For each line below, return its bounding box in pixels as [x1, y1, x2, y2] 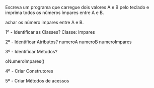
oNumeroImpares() [5, 58, 45, 64]
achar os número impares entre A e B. [5, 20, 84, 25]
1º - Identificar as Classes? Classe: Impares [5, 29, 95, 35]
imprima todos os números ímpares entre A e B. [5, 10, 104, 16]
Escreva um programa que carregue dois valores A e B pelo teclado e [5, 5, 149, 10]
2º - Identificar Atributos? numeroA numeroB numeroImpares [5, 39, 132, 45]
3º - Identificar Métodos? [5, 49, 58, 54]
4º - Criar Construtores [5, 68, 54, 74]
